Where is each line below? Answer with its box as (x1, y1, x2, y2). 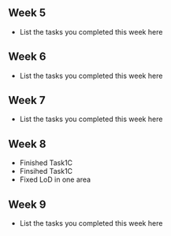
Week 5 (8, 6, 46, 20)
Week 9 (8, 197, 46, 211)
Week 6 (8, 50, 46, 64)
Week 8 (8, 137, 46, 150)
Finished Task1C (19, 158, 73, 168)
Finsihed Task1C (19, 167, 73, 176)
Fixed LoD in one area (19, 175, 91, 184)
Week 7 (8, 94, 46, 107)
